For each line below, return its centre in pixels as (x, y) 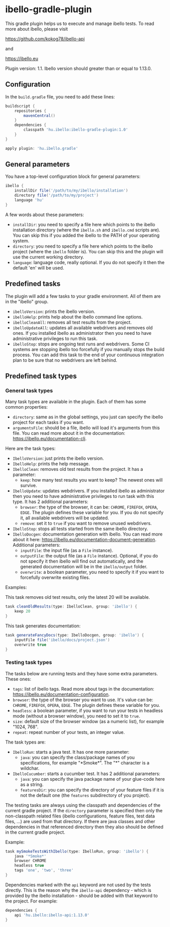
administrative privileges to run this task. (55, 338)
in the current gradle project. (35, 832)
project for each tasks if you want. (48, 422)
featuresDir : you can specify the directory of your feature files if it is (92, 790)
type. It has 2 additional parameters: (50, 502)
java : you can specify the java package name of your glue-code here (92, 779)
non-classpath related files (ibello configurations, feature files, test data (80, 816)
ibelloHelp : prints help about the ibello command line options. (78, 316)
